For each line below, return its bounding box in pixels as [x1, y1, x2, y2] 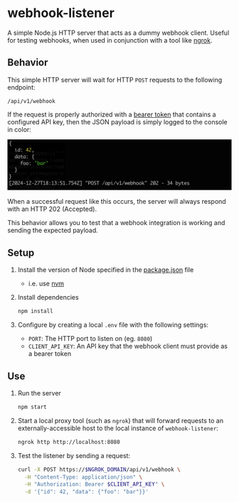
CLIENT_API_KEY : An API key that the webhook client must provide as [28, 342, 228, 351]
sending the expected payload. [7, 226, 98, 235]
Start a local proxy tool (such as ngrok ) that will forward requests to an [17, 416, 224, 425]
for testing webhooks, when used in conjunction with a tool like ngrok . [7, 36, 213, 44]
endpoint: [7, 83, 36, 92]
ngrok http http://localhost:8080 [17, 438, 120, 445]
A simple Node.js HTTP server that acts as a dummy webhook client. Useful [7, 28, 230, 37]
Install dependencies [17, 293, 80, 302]
